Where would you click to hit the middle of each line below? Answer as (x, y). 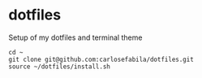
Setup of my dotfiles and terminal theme (75, 37)
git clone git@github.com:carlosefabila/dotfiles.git (101, 59)
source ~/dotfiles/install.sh (60, 67)
